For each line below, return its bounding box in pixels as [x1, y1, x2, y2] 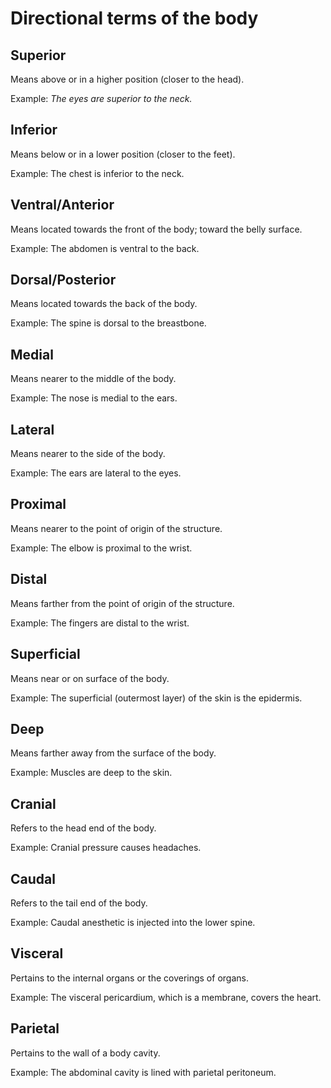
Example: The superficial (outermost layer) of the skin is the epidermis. [10, 692, 303, 704]
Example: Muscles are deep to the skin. [10, 767, 173, 779]
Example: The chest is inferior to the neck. [10, 167, 185, 179]
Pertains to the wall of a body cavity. [10, 1047, 161, 1059]
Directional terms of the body [10, 7, 259, 30]
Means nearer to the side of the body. [10, 448, 166, 460]
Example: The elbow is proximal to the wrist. [10, 542, 193, 554]
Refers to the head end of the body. [10, 822, 157, 834]
